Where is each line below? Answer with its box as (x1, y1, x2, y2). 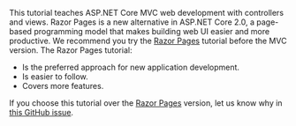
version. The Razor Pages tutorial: (9, 45, 133, 56)
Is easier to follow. (21, 71, 88, 82)
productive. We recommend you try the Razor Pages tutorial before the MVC (9, 35, 287, 46)
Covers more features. (21, 81, 104, 91)
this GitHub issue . (9, 107, 73, 117)
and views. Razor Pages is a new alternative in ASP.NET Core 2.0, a (9, 17, 254, 27)
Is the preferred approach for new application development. (21, 62, 240, 72)
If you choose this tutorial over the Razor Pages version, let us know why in (9, 98, 283, 108)
